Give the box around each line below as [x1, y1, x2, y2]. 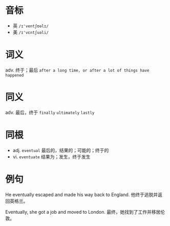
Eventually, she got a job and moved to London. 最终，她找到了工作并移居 [5, 209, 161, 215]
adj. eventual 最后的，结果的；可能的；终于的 [12, 147, 109, 153]
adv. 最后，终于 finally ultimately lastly [5, 109, 95, 116]
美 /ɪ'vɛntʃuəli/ [12, 29, 49, 35]
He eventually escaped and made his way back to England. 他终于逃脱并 [5, 191, 158, 198]
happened [5, 72, 24, 78]
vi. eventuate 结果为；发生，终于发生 [12, 154, 91, 160]
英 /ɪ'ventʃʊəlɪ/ [12, 23, 49, 29]
